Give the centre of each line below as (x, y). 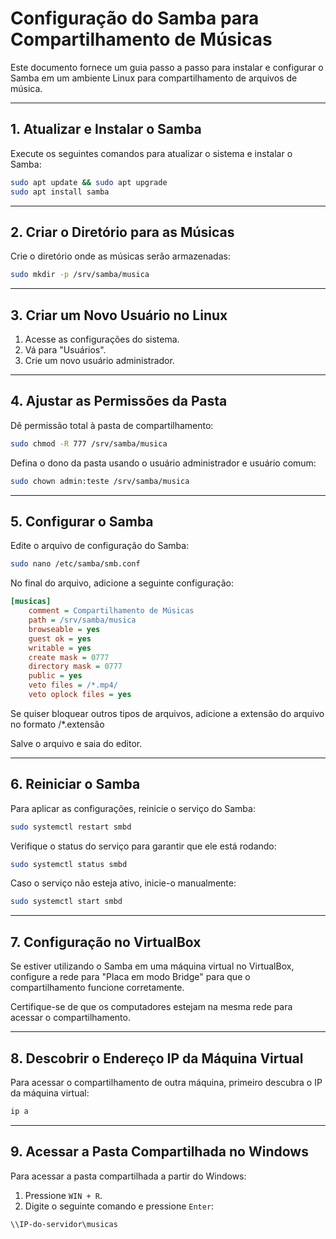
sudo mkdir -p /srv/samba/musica (80, 275)
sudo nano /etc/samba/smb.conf (75, 564)
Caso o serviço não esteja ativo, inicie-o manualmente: (123, 883)
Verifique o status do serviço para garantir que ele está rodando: (143, 846)
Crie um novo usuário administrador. (99, 360)
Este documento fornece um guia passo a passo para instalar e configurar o (167, 67)
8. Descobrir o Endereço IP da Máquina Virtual (157, 1058)
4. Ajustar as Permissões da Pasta (119, 401)
